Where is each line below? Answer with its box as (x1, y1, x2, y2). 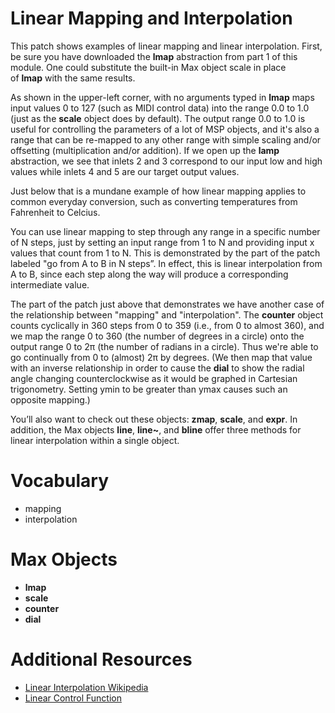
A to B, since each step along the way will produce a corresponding (10, 268, 289, 280)
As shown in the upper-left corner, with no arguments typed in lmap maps (10, 91, 315, 103)
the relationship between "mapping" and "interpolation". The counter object (10, 308, 324, 321)
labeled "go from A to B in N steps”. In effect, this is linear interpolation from (10, 257, 323, 269)
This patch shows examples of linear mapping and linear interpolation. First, (10, 40, 323, 52)
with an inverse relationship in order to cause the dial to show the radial (10, 362, 305, 374)
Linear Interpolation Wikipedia (24, 681, 149, 693)
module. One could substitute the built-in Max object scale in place (10, 61, 287, 73)
